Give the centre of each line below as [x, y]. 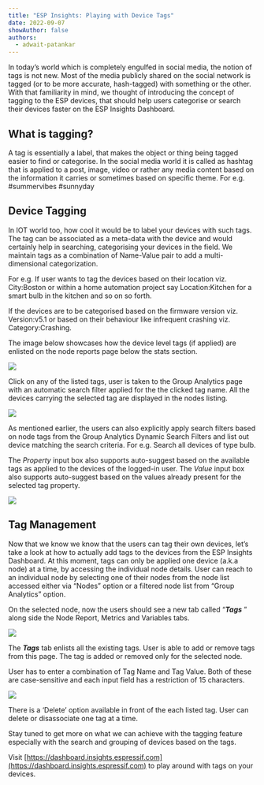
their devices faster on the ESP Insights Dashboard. [92, 109]
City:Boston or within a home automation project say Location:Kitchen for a [130, 287]
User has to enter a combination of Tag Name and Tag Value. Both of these [130, 672]
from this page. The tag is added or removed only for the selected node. [125, 656]
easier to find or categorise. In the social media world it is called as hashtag [131, 161]
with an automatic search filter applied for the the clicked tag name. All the [129, 389]
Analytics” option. [37, 594]
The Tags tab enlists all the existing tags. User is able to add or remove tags [132, 648]
